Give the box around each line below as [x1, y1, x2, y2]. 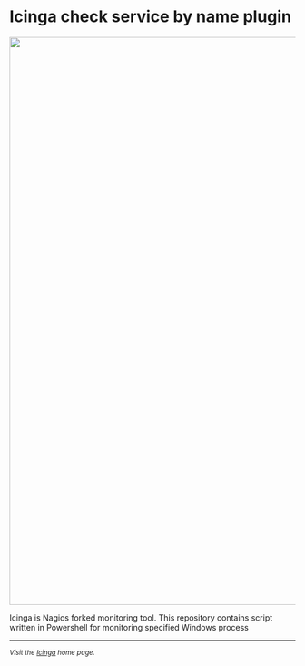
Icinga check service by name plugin [9, 6, 292, 27]
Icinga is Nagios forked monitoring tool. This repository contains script [9, 611, 273, 623]
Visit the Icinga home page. [9, 648, 95, 657]
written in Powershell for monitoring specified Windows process [9, 621, 250, 632]
